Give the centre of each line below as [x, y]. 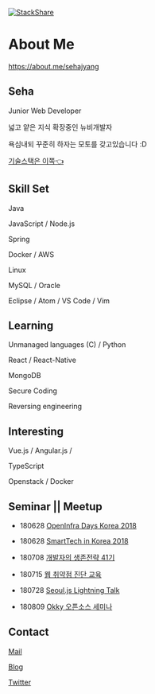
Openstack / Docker [41, 482]
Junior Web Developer [45, 111]
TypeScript [26, 466]
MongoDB [25, 376]
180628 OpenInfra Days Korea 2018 [78, 526]
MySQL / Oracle [35, 285]
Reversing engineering [45, 407]
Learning [31, 325]
